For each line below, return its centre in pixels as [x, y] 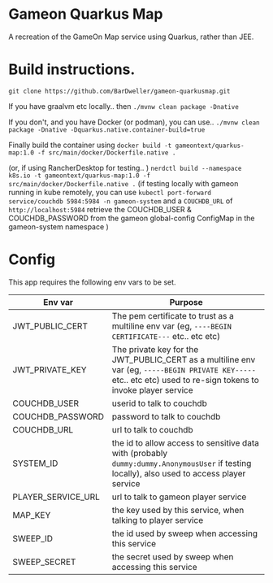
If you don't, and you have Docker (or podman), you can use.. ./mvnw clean [134, 122]
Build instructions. [72, 70]
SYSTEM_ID [35, 463]
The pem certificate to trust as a [173, 315]
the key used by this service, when [178, 510]
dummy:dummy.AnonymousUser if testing [182, 463]
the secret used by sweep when [173, 556]
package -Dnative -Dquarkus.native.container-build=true [107, 130]
